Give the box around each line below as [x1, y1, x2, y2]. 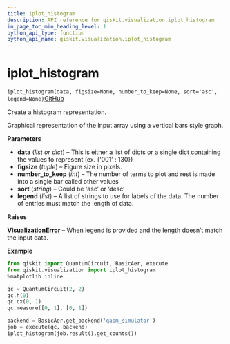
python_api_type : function [7, 29, 85, 37]
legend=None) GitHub [7, 95, 64, 103]
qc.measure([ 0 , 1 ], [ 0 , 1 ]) [7, 305, 88, 312]
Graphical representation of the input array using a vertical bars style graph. [7, 122, 224, 130]
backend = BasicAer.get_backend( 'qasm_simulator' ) [7, 317, 156, 325]
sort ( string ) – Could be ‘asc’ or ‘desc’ [17, 184, 125, 193]
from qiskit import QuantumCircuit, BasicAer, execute [7, 260, 169, 267]
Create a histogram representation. [7, 108, 107, 116]
